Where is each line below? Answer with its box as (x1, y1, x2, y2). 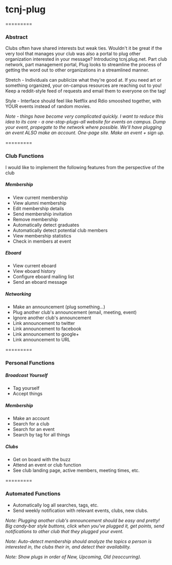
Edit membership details (12, 205, 64, 211)
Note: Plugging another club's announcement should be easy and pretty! (5, 517, 160, 523)
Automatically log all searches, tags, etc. (12, 502, 99, 508)
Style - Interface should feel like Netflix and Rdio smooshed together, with (5, 98, 162, 104)
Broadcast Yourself (5, 372, 48, 378)
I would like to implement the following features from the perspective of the (5, 164, 164, 170)
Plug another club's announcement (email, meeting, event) (12, 309, 137, 316)
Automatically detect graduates (12, 222, 80, 228)
